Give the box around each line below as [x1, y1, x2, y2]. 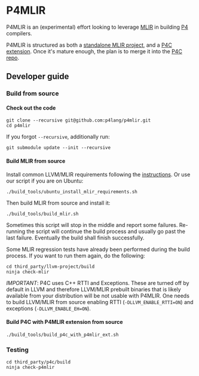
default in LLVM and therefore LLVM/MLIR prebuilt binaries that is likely [6, 286, 181, 293]
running [6, 228, 26, 235]
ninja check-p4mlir [6, 365, 55, 371]
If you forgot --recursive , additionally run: [6, 133, 110, 141]
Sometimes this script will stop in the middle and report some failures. [6, 221, 178, 228]
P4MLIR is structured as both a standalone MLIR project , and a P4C [6, 41, 172, 48]
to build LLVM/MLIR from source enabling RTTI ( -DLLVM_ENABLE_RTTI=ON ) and [6, 298, 194, 305]
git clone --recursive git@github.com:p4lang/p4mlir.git [6, 117, 151, 123]
